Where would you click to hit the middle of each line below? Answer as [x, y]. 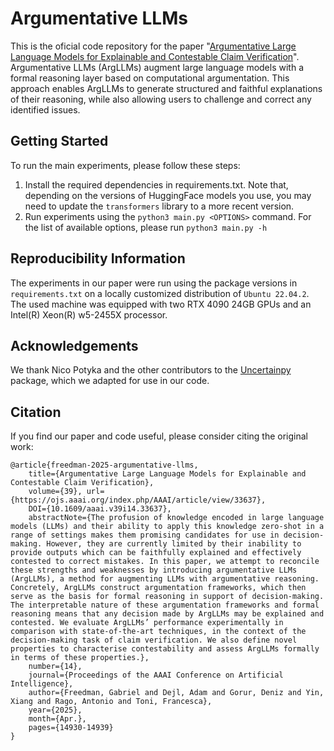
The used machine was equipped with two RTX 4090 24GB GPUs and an [161, 304]
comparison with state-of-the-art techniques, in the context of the [158, 632]
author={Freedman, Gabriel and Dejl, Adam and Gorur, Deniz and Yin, [176, 693]
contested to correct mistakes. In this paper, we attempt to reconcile [165, 562]
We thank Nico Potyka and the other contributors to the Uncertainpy [151, 370]
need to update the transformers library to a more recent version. [159, 206]
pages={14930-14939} [71, 728]
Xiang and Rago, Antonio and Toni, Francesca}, [111, 702]
